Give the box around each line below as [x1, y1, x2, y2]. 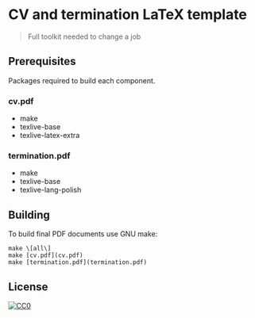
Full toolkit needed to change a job [27, 32, 141, 41]
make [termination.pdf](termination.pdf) [8, 259, 148, 266]
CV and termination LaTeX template [8, 6, 248, 24]
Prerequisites [8, 55, 76, 68]
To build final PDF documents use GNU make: [8, 229, 158, 239]
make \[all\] [8, 244, 52, 253]
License [8, 280, 48, 293]
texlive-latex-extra [19, 131, 80, 140]
